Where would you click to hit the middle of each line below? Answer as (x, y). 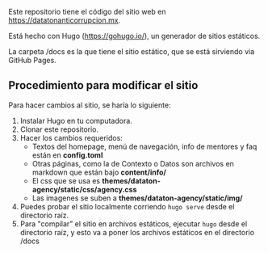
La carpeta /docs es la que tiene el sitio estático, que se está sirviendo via (132, 51)
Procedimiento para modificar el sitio (103, 85)
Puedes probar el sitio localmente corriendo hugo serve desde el (127, 206)
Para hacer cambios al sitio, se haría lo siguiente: (90, 105)
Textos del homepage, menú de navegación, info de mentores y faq (144, 146)
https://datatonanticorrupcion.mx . (65, 20)
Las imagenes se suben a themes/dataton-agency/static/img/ (138, 198)
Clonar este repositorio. (59, 129)
